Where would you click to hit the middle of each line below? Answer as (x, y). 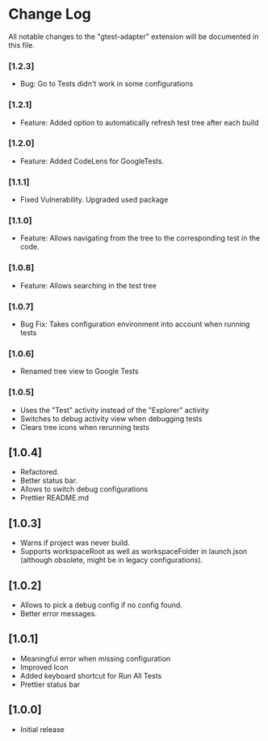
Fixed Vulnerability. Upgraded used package (94, 200)
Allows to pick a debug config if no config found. (101, 605)
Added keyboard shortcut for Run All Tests (91, 675)
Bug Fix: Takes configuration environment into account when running (135, 324)
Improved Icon (44, 667)
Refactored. (40, 472)
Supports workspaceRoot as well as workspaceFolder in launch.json (134, 551)
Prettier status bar (50, 684)
